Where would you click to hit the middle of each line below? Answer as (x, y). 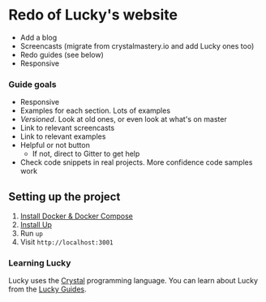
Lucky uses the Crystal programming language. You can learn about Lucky (133, 281)
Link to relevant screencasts (67, 128)
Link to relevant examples (63, 136)
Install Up (36, 225)
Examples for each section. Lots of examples (95, 110)
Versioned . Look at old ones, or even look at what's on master (123, 119)
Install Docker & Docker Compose (77, 216)
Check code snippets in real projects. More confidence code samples (136, 162)
